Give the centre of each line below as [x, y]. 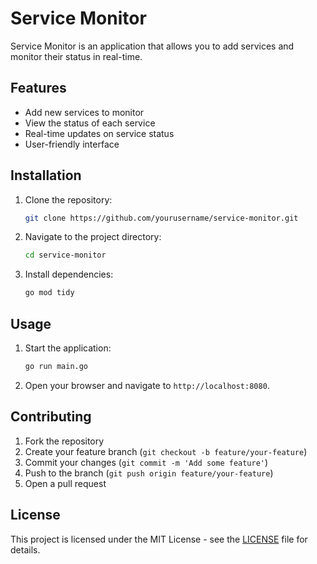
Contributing [51, 417]
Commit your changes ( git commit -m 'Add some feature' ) [146, 462]
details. [25, 549]
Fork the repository [64, 441]
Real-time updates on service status [99, 133]
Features [38, 88]
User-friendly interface [72, 144]
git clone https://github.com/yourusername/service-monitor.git [161, 218]
